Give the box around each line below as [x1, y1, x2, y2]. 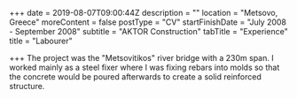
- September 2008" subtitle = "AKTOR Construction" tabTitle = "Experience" [9, 26, 288, 36]
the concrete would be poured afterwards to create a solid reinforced [9, 72, 262, 82]
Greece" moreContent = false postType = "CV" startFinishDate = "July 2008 [9, 17, 286, 27]
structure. [9, 81, 45, 91]
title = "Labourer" [9, 35, 73, 46]
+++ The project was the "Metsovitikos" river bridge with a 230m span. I [9, 53, 274, 63]
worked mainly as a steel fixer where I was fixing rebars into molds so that [9, 62, 280, 72]
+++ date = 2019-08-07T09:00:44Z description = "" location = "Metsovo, [9, 8, 278, 18]
